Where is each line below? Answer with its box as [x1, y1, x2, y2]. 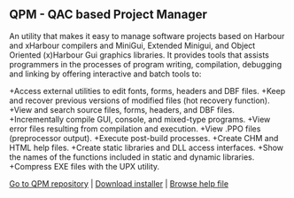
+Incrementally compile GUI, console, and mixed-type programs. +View [9, 114, 271, 124]
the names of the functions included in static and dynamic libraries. [9, 151, 255, 162]
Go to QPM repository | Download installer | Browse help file [9, 178, 228, 189]
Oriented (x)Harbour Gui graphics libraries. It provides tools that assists [9, 49, 270, 60]
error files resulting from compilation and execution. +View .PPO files [9, 123, 261, 134]
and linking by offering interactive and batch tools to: [9, 68, 202, 79]
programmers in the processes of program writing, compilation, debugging [9, 59, 282, 69]
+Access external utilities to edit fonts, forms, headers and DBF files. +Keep [9, 85, 286, 96]
